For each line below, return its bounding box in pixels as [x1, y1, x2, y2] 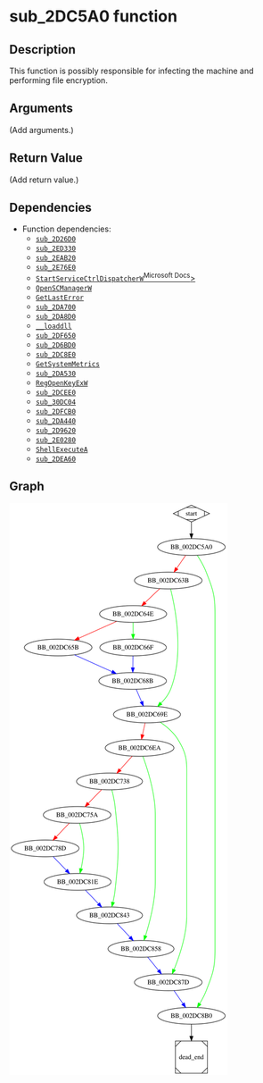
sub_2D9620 [35, 426, 77, 435]
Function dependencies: [21, 223, 111, 234]
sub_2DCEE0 [35, 389, 77, 398]
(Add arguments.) [9, 124, 74, 135]
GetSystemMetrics [35, 360, 101, 369]
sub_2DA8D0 [35, 313, 77, 322]
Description [9, 42, 76, 57]
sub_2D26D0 [35, 235, 77, 244]
